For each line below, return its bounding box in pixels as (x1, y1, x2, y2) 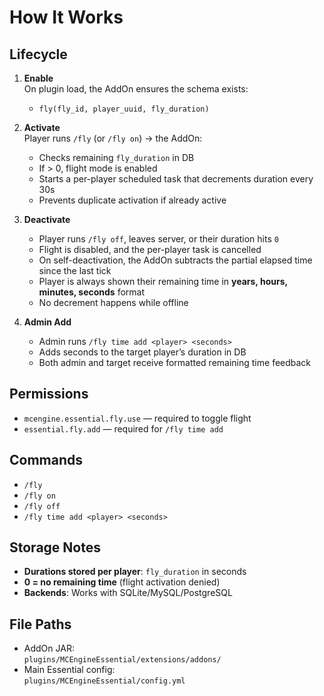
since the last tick (38, 265, 112, 276)
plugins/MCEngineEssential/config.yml (23, 676, 186, 686)
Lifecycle (9, 46, 68, 63)
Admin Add (23, 316, 72, 328)
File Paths (9, 616, 72, 633)
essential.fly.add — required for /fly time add (23, 422, 224, 435)
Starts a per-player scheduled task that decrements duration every (38, 173, 314, 185)
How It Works (9, 6, 124, 29)
